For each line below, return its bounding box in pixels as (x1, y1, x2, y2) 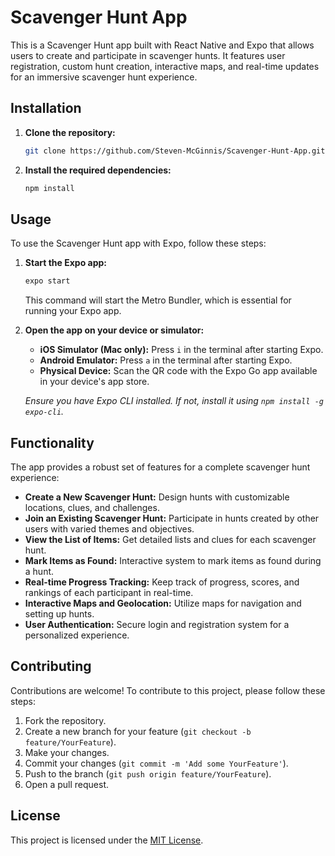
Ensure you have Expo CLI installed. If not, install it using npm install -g (24, 395, 325, 407)
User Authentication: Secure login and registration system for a (24, 619, 290, 630)
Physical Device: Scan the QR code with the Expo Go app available (39, 365, 318, 377)
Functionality (10, 434, 95, 451)
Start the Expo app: (24, 257, 108, 269)
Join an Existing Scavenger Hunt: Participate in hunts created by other (24, 512, 320, 524)
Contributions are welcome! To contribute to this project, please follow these (10, 684, 326, 696)
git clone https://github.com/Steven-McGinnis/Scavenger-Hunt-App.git (24, 146, 326, 156)
